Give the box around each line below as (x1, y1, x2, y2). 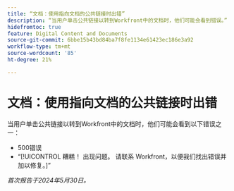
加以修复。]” (17, 161, 51, 169)
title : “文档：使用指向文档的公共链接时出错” (7, 10, 125, 18)
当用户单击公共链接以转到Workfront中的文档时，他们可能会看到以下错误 (7, 119, 216, 128)
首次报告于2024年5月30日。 (7, 175, 90, 184)
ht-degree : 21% (7, 56, 52, 63)
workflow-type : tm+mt (7, 43, 71, 50)
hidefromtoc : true (7, 23, 61, 30)
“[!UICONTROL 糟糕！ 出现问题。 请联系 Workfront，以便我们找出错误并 (17, 152, 227, 161)
